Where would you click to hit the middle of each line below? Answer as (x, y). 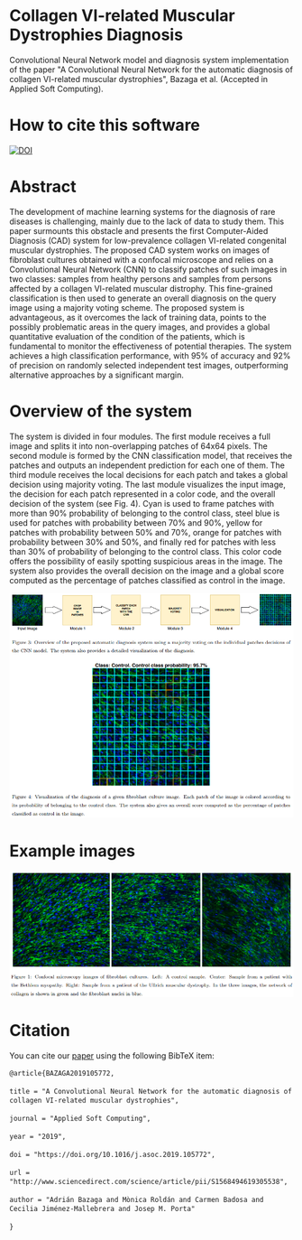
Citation (40, 1030)
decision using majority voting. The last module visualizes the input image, (147, 484)
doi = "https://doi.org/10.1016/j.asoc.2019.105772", (113, 1154)
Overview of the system (101, 411)
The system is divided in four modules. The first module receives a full (140, 436)
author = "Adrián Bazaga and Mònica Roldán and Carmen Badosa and (137, 1199)
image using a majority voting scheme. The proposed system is (127, 307)
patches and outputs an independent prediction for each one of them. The (147, 465)
